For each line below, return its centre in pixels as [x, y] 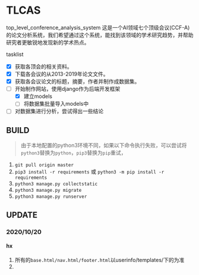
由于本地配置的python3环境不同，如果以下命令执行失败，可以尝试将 [104, 146]
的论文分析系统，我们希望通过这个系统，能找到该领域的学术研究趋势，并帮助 [100, 35]
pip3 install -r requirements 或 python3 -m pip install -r [89, 172]
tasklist [15, 54]
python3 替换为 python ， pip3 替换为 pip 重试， [73, 153]
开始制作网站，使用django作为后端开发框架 [67, 89]
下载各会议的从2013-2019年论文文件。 [61, 74]
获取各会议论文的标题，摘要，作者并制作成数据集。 [77, 81]
